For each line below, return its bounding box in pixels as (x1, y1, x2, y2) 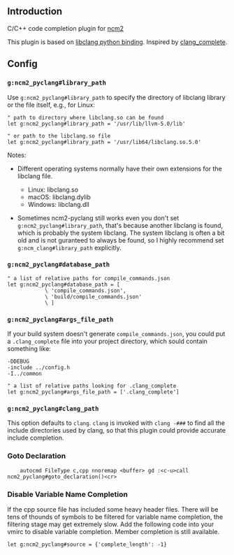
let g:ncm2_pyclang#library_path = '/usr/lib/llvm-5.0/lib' (7, 120, 187, 127)
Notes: (7, 150, 27, 159)
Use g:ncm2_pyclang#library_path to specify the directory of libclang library (7, 93, 226, 101)
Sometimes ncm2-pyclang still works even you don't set (17, 213, 180, 222)
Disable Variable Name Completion (7, 489, 128, 499)
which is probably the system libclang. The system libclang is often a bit (17, 229, 225, 237)
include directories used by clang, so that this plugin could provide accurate (7, 426, 226, 435)
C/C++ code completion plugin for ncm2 (7, 24, 124, 32)
